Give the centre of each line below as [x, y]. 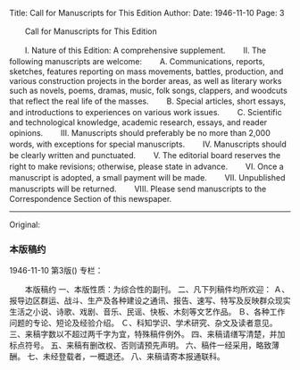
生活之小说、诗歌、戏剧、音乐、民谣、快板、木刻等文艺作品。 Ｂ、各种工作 [147, 312]
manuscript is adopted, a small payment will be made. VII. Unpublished [147, 177]
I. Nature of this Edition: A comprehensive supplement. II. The [146, 50]
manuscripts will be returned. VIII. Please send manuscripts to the [138, 189]
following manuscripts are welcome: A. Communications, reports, [137, 61]
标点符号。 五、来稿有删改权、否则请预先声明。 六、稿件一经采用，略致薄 [144, 345]
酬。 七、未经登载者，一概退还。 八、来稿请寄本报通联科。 [117, 357]
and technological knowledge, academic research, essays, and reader [138, 122]
